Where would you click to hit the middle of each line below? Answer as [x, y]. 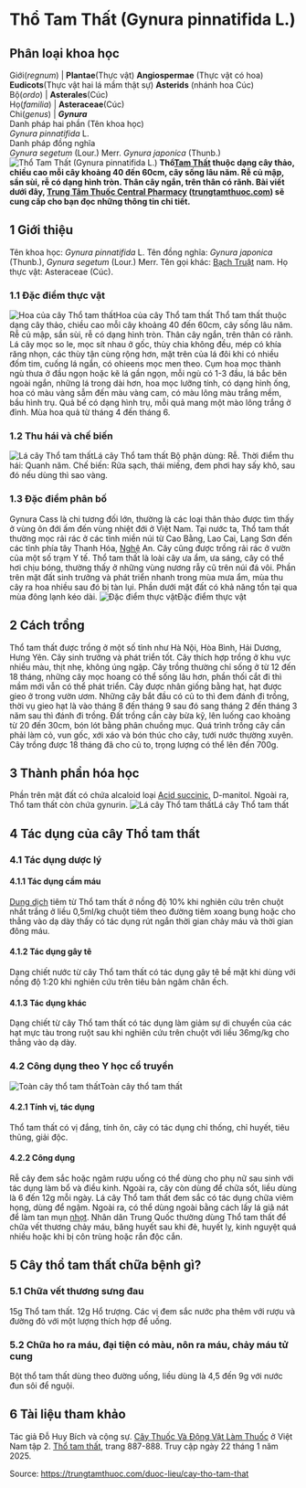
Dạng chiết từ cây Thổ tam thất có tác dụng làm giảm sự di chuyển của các [151, 1023]
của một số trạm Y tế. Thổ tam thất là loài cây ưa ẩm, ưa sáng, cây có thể [147, 558]
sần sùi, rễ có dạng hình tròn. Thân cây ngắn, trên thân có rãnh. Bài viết [147, 182]
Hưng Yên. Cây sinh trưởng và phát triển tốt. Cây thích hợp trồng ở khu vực [150, 657]
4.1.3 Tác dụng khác [48, 1003]
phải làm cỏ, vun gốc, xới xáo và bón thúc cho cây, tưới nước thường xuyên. [152, 735]
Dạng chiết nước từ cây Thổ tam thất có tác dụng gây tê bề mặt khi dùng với [153, 973]
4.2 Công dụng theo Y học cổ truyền [91, 1067]
